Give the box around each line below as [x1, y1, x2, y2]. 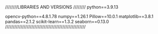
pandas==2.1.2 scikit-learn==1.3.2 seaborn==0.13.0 [5, 19, 109, 24]
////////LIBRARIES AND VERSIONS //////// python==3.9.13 [5, 4, 119, 10]
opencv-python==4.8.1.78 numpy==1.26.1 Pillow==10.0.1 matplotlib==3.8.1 [5, 14, 154, 19]
